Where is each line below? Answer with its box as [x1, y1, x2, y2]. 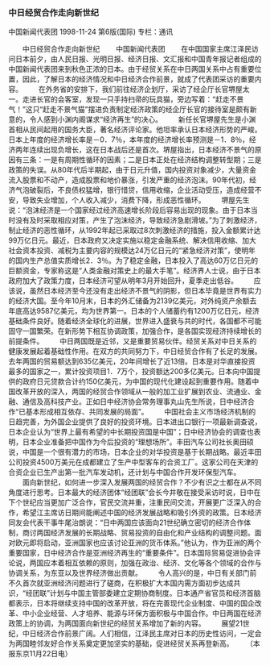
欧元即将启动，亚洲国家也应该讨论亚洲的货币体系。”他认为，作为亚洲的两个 [14, 538, 262, 547]
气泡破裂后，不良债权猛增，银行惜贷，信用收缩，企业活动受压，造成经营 [14, 185, 255, 195]
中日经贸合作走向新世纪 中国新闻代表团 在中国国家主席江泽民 [22, 44, 252, 54]
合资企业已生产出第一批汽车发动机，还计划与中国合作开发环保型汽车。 [8, 468, 241, 477]
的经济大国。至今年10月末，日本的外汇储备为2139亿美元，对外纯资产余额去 [8, 296, 257, 306]
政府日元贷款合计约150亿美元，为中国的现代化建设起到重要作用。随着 [22, 377, 252, 386]
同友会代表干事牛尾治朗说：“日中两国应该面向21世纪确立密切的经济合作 [8, 518, 244, 527]
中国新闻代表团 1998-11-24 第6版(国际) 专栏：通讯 [8, 27, 174, 37]
